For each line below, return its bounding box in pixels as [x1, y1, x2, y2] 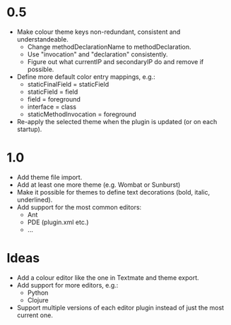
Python [27, 288, 49, 297]
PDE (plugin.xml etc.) [27, 218, 89, 226]
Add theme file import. [16, 173, 83, 181]
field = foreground [27, 94, 81, 103]
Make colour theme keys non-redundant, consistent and [16, 27, 181, 36]
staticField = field [27, 87, 78, 96]
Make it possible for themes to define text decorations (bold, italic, [16, 188, 211, 196]
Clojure [27, 295, 49, 304]
